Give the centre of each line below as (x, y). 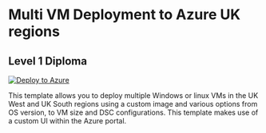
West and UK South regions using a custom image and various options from (133, 104)
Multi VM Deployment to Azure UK (125, 15)
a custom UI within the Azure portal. (67, 121)
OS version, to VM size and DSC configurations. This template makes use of (133, 112)
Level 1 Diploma (48, 61)
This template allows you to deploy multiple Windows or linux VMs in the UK (133, 96)
